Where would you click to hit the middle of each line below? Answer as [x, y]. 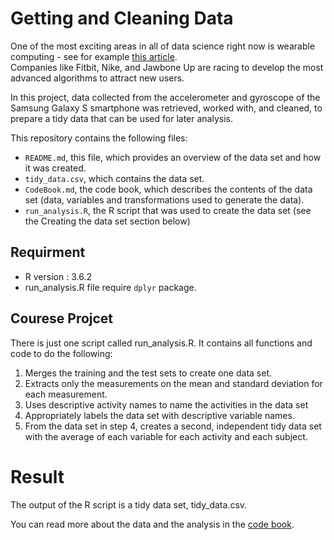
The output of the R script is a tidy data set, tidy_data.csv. [129, 504]
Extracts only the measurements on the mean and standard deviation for [173, 383]
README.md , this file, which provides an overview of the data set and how [173, 157]
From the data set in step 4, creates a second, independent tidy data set [173, 426]
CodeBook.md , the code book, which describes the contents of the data [168, 189]
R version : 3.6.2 [58, 276]
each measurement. [66, 394]
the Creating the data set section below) [107, 221]
